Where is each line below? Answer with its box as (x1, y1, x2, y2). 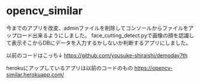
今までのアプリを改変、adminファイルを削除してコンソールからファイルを (6, 24, 189, 31)
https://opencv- (134, 64, 173, 72)
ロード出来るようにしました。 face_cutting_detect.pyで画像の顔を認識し (16, 31, 195, 39)
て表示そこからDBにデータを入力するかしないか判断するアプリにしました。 (6, 39, 192, 46)
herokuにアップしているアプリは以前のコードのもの (6, 64, 133, 72)
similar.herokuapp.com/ (6, 71, 64, 78)
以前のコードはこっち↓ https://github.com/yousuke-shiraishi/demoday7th (6, 51, 188, 59)
